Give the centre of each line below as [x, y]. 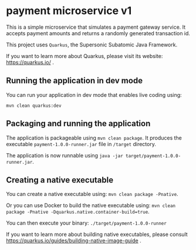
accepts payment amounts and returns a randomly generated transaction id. [98, 33]
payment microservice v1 [69, 11]
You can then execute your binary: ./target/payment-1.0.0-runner [87, 223]
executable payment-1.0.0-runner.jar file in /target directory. [81, 144]
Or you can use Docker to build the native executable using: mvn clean [91, 205]
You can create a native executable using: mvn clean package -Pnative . [92, 194]
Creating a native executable [60, 180]
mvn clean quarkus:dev [34, 106]
